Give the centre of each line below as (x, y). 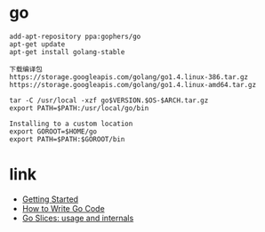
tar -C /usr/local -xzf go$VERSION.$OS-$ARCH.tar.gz (109, 100)
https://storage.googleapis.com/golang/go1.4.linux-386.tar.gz (129, 77)
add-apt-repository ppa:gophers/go (75, 36)
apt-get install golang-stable (67, 52)
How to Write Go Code (63, 208)
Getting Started (50, 199)
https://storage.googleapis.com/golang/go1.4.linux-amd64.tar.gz (132, 84)
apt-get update (37, 44)
